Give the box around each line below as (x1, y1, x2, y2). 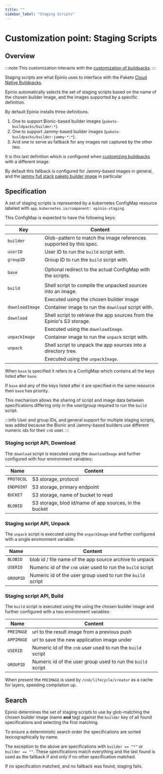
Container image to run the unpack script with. (44, 334, 148, 341)
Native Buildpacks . (5, 79, 43, 85)
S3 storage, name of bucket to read (32, 491, 113, 498)
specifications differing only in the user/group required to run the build (5, 403, 147, 408)
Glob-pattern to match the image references (44, 235, 147, 241)
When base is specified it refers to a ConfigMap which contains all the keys (5, 368, 155, 374)
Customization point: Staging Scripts (5, 33, 157, 44)
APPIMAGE (7, 637, 28, 643)
